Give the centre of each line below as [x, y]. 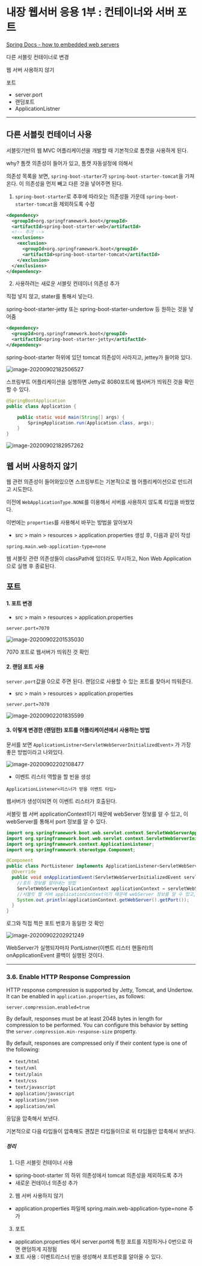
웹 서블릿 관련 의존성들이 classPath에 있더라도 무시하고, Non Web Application [99, 558]
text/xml [26, 1068]
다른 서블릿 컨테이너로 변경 [38, 57]
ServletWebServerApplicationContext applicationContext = [91, 889]
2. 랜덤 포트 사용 [25, 667]
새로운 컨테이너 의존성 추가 [46, 1183]
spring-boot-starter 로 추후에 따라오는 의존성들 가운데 [80, 196]
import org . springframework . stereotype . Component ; [71, 850]
